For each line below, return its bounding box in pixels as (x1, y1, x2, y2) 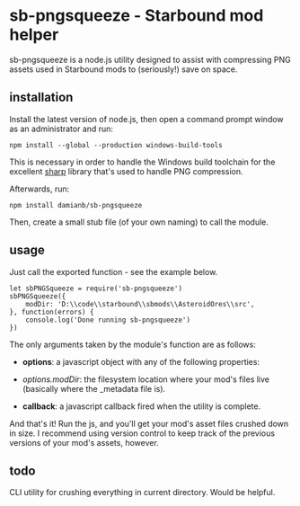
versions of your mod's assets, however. (9, 437, 159, 448)
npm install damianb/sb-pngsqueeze (9, 200, 143, 209)
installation (9, 90, 74, 105)
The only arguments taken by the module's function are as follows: (9, 339, 256, 350)
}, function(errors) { (9, 307, 94, 316)
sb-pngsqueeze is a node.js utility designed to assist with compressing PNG (9, 54, 291, 65)
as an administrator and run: (9, 123, 114, 134)
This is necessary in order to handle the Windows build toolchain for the (9, 156, 276, 167)
